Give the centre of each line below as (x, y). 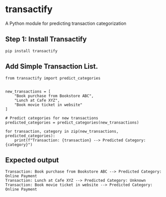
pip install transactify (31, 51)
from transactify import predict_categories (53, 78)
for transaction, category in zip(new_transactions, (62, 131)
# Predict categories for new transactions (52, 118)
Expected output (32, 160)
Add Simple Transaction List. (52, 67)
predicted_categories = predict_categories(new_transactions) (72, 123)
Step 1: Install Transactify (46, 39)
